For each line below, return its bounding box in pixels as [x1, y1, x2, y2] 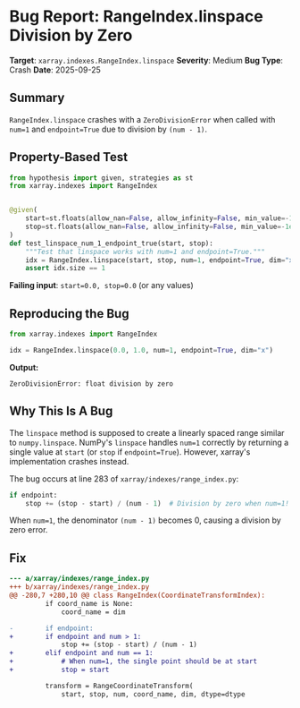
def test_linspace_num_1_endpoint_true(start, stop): [9, 239, 214, 248]
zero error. [9, 525, 48, 535]
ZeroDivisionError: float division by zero [9, 379, 174, 388]
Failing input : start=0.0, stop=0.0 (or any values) [9, 280, 194, 291]
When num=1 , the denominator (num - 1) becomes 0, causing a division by [9, 515, 281, 525]
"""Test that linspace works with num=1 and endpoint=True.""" [25, 247, 266, 256]
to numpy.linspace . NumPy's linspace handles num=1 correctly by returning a [9, 437, 289, 448]
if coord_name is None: [45, 599, 134, 608]
